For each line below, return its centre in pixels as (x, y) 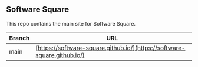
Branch (19, 38)
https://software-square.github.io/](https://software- (111, 48)
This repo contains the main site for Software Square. (71, 23)
